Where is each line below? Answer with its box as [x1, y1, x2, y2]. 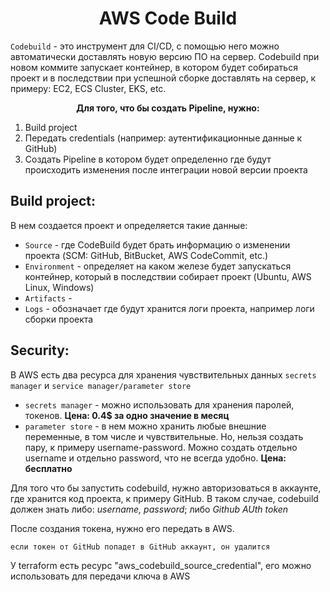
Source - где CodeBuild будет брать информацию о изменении [24, 238, 291, 251]
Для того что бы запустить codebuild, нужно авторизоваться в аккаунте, [10, 482, 322, 494]
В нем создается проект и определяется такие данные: [10, 219, 248, 231]
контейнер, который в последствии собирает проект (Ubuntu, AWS [24, 270, 312, 282]
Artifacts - [24, 292, 73, 304]
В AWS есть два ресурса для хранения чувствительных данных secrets [10, 368, 317, 381]
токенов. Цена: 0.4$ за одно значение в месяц [24, 409, 230, 421]
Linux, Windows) [24, 281, 95, 293]
